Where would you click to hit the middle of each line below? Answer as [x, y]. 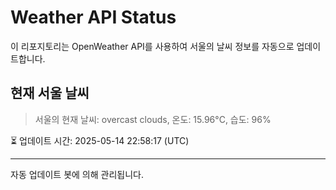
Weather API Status [93, 17]
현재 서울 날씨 [50, 93]
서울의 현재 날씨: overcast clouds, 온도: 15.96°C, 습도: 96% [153, 119]
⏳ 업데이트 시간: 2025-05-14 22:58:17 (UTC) [100, 140]
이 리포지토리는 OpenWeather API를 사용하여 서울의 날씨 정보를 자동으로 [152, 46]
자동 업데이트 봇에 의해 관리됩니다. [77, 174]
